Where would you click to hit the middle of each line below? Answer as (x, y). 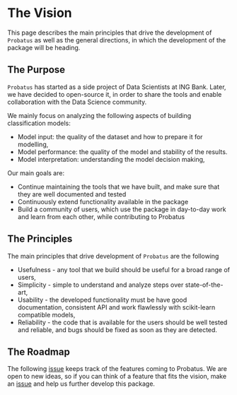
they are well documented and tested (72, 194)
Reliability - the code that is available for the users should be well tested (122, 322)
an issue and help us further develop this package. (81, 384)
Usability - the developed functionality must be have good (102, 300)
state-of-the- (204, 285)
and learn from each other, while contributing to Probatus (101, 216)
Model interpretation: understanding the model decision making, (111, 159)
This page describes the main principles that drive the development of (110, 33)
